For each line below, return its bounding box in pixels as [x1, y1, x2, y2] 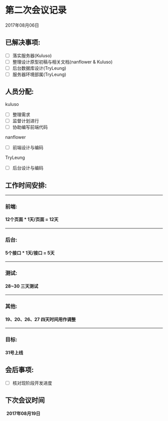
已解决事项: [5, 38, 41, 47]
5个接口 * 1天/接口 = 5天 [5, 249, 55, 256]
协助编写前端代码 [12, 124, 48, 130]
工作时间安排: [5, 181, 47, 190]
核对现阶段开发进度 [12, 380, 52, 386]
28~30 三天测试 [5, 283, 38, 289]
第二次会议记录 [5, 5, 67, 16]
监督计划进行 [12, 117, 39, 123]
